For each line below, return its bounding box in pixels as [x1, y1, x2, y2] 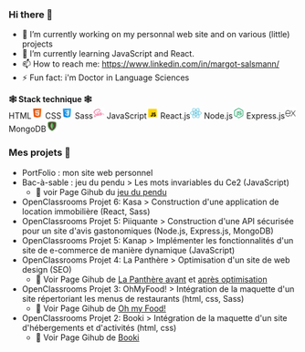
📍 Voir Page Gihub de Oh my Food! [35, 303, 166, 314]
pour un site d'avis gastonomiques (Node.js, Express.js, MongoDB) [21, 225, 275, 236]
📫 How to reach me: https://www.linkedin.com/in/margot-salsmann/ [21, 58, 280, 69]
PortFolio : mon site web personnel [21, 167, 153, 178]
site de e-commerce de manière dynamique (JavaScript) [21, 244, 236, 255]
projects [21, 38, 54, 49]
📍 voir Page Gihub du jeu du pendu [35, 186, 167, 197]
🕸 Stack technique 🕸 [8, 94, 92, 105]
